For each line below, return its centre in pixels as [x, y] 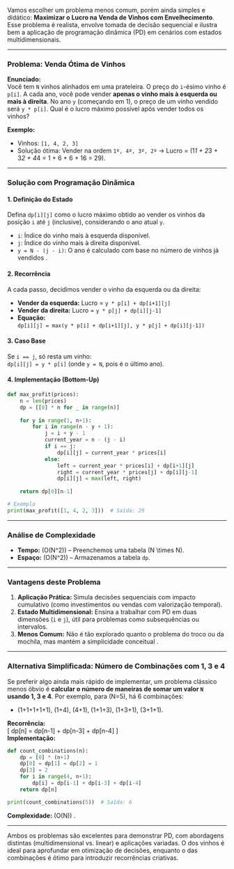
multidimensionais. [34, 40]
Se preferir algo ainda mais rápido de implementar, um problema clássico [112, 681]
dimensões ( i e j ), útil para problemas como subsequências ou [108, 620]
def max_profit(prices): [43, 395]
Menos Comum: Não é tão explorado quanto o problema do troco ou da [120, 634]
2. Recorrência [29, 274]
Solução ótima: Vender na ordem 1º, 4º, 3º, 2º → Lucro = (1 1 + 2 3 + [117, 151]
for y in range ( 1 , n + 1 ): [56, 421]
